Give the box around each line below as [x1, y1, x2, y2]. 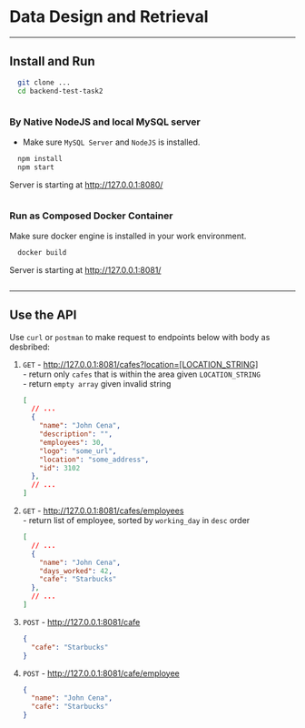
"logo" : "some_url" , [39, 446, 117, 456]
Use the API [9, 308, 77, 323]
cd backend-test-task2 [17, 86, 103, 96]
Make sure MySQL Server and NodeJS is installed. [22, 136, 201, 147]
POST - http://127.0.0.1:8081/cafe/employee [22, 667, 180, 679]
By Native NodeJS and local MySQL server [9, 116, 202, 128]
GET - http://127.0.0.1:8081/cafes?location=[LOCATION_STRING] [22, 359, 259, 369]
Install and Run [9, 54, 95, 69]
